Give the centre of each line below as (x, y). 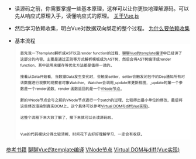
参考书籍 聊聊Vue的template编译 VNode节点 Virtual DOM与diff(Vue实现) (93, 149)
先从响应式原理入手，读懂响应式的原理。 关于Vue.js (77, 16)
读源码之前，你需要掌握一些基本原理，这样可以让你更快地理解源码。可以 (102, 8)
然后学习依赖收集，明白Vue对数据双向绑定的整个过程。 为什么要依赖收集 (102, 28)
